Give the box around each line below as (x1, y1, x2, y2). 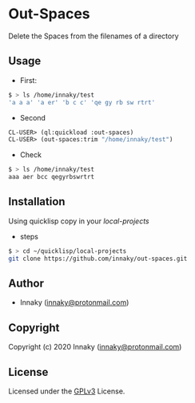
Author (8, 276, 44, 290)
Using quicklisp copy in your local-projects (8, 216, 149, 226)
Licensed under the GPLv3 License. (8, 386, 125, 396)
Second (19, 113, 46, 122)
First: (19, 75, 38, 85)
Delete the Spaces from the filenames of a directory (8, 31, 179, 41)
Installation (8, 195, 66, 208)
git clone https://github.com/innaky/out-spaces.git (8, 255, 188, 263)
